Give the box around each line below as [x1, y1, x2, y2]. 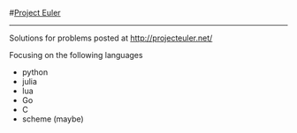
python [21, 67, 49, 78]
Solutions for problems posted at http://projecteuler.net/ [9, 33, 213, 43]
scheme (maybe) [21, 114, 84, 124]
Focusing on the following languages [9, 50, 143, 60]
